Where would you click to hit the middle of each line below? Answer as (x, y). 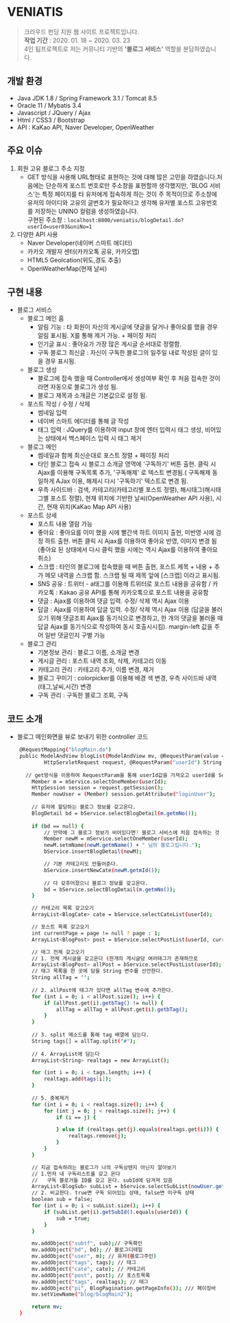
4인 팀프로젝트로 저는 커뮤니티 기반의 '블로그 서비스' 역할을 (103, 49)
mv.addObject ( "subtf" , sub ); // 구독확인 (87, 1244)
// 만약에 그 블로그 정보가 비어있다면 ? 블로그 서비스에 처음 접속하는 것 (132, 832)
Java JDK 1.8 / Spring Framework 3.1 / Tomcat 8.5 (87, 98)
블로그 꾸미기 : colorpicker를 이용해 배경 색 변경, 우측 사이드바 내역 (127, 678)
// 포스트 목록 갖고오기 (61, 927)
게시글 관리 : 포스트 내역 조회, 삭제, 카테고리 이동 (102, 661)
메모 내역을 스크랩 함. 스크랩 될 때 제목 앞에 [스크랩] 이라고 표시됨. (132, 576)
